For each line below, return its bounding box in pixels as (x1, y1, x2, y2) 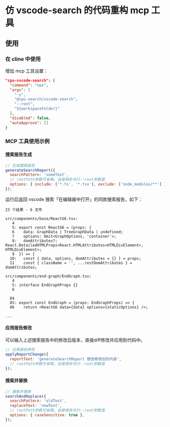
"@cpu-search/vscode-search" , (14, 97, 78, 102)
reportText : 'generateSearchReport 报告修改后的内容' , (10, 356, 122, 362)
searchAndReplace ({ (5, 394, 47, 399)
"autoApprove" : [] (10, 120, 49, 125)
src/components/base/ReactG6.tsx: (5, 216, 78, 221)
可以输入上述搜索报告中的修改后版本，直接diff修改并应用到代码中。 (5, 337, 145, 343)
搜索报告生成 (5, 151, 32, 157)
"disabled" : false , (10, 115, 51, 120)
